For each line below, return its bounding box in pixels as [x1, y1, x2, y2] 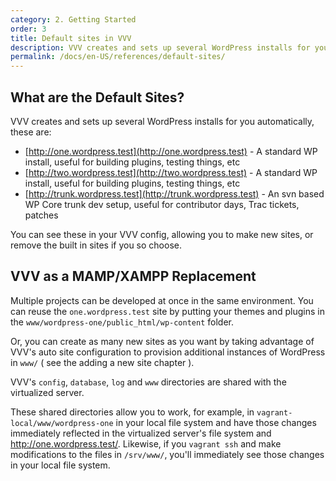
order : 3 [10, 24, 47, 34]
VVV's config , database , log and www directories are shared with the [10, 376, 287, 388]
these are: [10, 126, 52, 138]
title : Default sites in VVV [10, 33, 132, 43]
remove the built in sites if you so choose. [10, 239, 182, 251]
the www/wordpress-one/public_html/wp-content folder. [10, 316, 234, 328]
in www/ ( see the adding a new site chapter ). [10, 356, 195, 368]
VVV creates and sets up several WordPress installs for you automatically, [10, 115, 315, 127]
